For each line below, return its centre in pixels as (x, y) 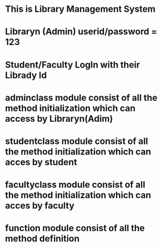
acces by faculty (40, 206)
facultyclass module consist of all (75, 185)
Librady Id (26, 75)
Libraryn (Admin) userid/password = (81, 32)
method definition (42, 239)
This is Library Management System (80, 9)
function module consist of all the (75, 228)
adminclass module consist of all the (81, 98)
